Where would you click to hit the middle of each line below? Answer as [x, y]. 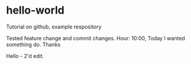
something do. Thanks [33, 44]
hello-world [35, 10]
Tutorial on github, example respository [54, 27]
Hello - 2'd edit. [25, 56]
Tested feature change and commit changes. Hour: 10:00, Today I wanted [96, 38]
